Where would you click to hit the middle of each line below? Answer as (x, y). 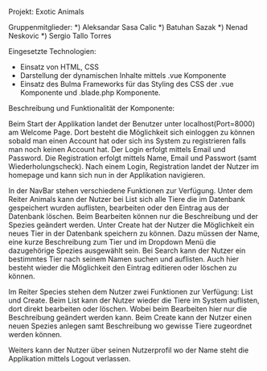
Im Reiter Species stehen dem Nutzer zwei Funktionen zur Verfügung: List (131, 292)
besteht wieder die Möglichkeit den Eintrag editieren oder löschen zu (123, 268)
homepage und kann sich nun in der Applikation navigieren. (107, 175)
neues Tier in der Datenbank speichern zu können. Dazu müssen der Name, (134, 233)
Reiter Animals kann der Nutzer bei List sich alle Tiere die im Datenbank (127, 199)
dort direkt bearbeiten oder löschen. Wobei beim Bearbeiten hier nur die (128, 309)
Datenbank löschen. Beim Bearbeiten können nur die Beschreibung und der (133, 216)
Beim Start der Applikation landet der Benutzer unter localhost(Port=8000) (132, 124)
